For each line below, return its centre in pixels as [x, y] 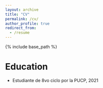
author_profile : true [27, 23]
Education [26, 67]
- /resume [20, 33]
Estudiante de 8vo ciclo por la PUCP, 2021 [55, 80]
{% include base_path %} [31, 47]
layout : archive [22, 10]
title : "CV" [17, 14]
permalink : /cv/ [22, 19]
